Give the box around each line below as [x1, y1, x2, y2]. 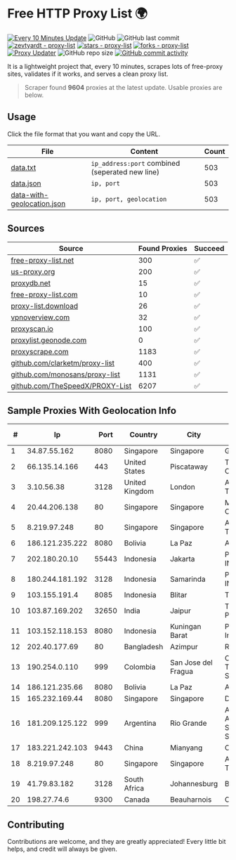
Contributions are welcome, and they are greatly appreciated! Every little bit [7, 838, 226, 846]
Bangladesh [124, 642, 164, 652]
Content [130, 146, 159, 156]
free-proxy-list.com [11, 289, 79, 299]
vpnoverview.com [11, 312, 70, 322]
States [124, 467, 145, 476]
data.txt [11, 162, 37, 172]
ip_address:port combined [91, 158, 181, 168]
